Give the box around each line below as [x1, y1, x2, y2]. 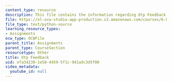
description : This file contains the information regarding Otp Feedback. [5, 12, 168, 17]
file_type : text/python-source [5, 21, 72, 27]
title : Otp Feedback [5, 54, 50, 60]
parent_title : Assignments [5, 41, 63, 46]
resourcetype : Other [5, 50, 50, 55]
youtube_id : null [10, 69, 47, 74]
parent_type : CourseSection [5, 45, 66, 50]
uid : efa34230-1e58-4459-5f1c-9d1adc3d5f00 [5, 60, 100, 65]
